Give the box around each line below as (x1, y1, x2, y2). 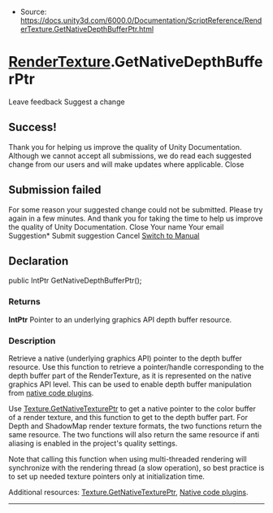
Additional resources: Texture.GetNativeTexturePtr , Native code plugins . (8, 487, 249, 497)
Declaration (8, 254, 69, 268)
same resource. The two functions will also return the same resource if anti (8, 429, 260, 439)
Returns (8, 296, 41, 308)
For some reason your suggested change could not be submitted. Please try (8, 204, 263, 214)
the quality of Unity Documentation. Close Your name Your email (8, 221, 224, 231)
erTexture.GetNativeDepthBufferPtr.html (19, 24, 154, 33)
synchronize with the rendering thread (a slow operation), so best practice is (8, 463, 265, 472)
